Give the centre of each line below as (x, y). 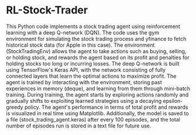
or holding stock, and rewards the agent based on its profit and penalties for (98, 57)
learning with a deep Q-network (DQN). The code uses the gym (83, 32)
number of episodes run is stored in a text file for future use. (79, 126)
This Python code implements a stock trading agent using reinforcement (93, 26)
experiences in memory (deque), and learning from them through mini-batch (98, 88)
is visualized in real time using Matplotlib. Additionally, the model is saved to (97, 113)
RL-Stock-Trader (47, 10)
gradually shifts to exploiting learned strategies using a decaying (84, 101)
